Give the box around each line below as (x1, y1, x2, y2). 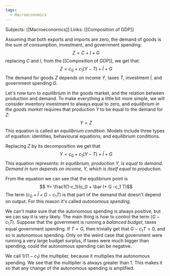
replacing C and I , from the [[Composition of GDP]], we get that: (5, 57, 140, 64)
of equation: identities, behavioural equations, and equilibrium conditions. (5, 133, 160, 140)
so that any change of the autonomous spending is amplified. (5, 265, 135, 271)
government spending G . (5, 80, 58, 86)
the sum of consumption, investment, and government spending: (5, 41, 142, 48)
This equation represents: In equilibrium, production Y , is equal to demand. (5, 160, 163, 167)
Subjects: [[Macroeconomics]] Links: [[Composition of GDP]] (5, 26, 134, 32)
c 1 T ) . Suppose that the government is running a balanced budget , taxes (5, 219, 157, 226)
